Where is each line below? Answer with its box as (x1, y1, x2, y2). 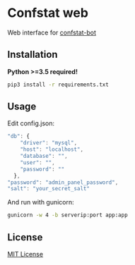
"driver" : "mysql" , (20, 140, 78, 147)
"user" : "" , (20, 159, 55, 166)
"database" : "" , (20, 153, 69, 160)
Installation (7, 49, 58, 61)
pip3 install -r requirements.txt (7, 81, 110, 88)
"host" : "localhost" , (20, 146, 83, 153)
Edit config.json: (7, 119, 55, 128)
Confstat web (7, 5, 88, 21)
